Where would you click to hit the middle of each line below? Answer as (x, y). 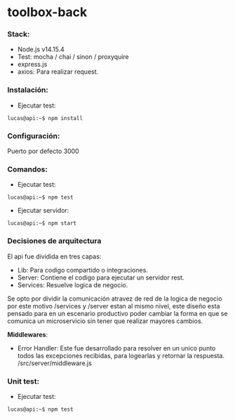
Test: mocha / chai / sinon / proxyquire (73, 57)
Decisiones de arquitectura (54, 241)
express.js (32, 65)
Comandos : (27, 169)
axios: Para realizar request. (58, 72)
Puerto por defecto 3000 (43, 151)
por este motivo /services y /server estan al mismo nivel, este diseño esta (114, 306)
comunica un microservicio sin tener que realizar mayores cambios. (105, 321)
